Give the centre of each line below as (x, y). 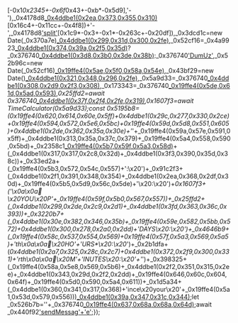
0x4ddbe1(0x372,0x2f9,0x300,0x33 (177, 252)
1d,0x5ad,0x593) (32, 93)
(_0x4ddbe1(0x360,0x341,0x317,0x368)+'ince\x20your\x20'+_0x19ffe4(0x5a (119, 289)
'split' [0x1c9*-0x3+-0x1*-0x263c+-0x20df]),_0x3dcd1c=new (132, 33)
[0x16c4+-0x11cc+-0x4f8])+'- (51, 25)
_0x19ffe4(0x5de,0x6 (199, 86)
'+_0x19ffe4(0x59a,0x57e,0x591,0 (181, 131)
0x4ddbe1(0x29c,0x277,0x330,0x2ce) (174, 116)
